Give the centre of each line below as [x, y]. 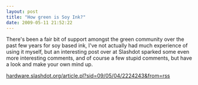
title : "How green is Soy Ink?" [46, 17]
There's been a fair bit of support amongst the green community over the [95, 40]
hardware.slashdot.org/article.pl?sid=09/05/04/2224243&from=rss [88, 76]
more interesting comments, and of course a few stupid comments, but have [99, 58]
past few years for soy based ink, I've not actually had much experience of [97, 45]
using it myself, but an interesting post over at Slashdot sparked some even [98, 52]
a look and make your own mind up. [50, 64]
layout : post [22, 12]
